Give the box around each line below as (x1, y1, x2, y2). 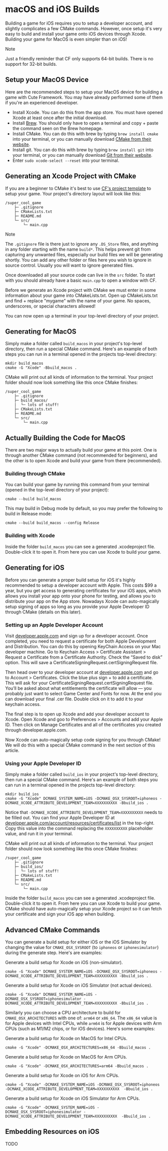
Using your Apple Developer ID (5, 760, 81, 767)
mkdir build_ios (5, 792, 39, 797)
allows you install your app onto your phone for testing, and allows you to (5, 593, 156, 599)
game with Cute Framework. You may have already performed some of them (5, 94, 163, 100)
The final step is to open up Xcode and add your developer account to (5, 711, 149, 717)
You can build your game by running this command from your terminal (5, 481, 149, 488)
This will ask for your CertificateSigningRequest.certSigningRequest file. (5, 680, 154, 686)
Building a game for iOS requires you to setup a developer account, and (5, 20, 152, 26)
